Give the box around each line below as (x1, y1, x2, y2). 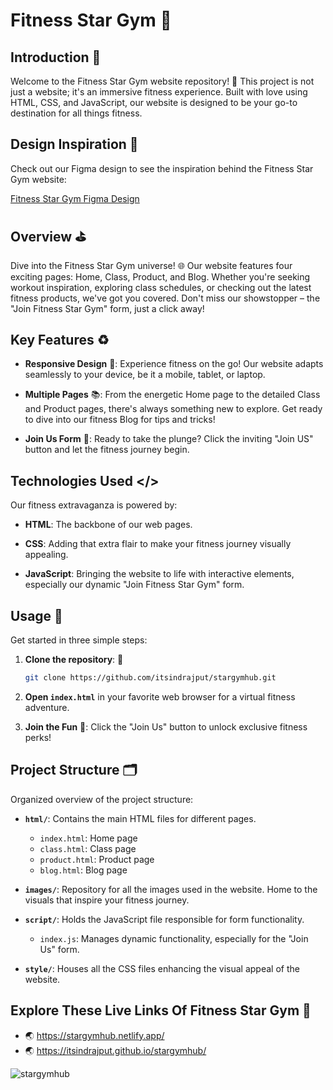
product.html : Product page (39, 853, 155, 865)
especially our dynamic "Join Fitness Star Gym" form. (24, 579, 245, 591)
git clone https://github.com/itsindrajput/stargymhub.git (24, 673, 277, 683)
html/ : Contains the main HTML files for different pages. (24, 812, 257, 824)
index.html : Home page (39, 832, 138, 844)
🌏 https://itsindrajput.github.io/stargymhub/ (24, 1044, 207, 1056)
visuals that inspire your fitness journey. (24, 894, 190, 906)
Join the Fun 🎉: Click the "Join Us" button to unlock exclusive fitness (24, 720, 308, 733)
